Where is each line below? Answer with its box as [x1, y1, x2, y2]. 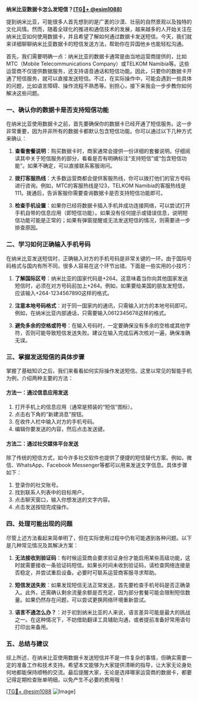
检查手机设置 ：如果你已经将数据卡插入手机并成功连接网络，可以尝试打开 [14, 202, 190, 209]
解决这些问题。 [6, 90, 42, 97]
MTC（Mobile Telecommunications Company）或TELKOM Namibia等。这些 [6, 60, 190, 67]
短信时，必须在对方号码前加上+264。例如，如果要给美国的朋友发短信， [14, 282, 188, 289]
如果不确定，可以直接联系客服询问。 [27, 162, 115, 170]
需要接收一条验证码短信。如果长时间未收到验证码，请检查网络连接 [25, 561, 186, 568]
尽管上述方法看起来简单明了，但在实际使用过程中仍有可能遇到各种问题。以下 [6, 534, 192, 541]
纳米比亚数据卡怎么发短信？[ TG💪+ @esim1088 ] [6, 6, 123, 12]
